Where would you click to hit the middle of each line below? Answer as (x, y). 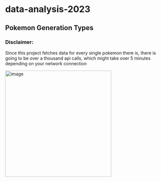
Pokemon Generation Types (49, 28)
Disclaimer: (19, 42)
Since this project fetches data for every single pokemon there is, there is (81, 53)
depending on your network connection (46, 63)
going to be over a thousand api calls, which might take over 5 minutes (78, 58)
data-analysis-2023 (48, 9)
